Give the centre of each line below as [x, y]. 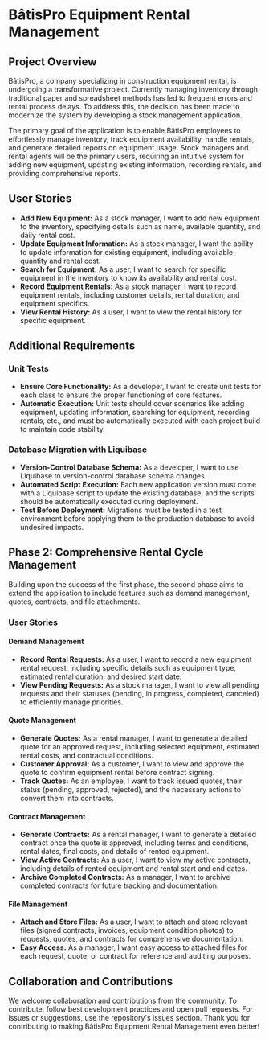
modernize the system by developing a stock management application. [125, 115]
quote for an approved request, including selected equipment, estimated [139, 746]
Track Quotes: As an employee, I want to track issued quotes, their [131, 781]
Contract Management [47, 816]
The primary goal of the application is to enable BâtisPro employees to [124, 131]
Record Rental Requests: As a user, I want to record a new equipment [136, 659]
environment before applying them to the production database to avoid [137, 518]
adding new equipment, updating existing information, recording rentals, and [135, 165]
